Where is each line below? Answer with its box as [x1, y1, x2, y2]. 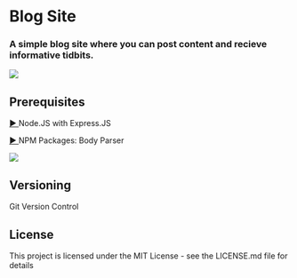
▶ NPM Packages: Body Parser [9, 135, 124, 146]
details [9, 259, 34, 270]
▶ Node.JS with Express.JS [9, 118, 111, 129]
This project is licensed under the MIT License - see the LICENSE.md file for [9, 250, 288, 261]
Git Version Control [9, 202, 79, 212]
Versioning [9, 178, 71, 193]
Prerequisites [9, 94, 85, 109]
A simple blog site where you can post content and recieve [9, 38, 268, 51]
